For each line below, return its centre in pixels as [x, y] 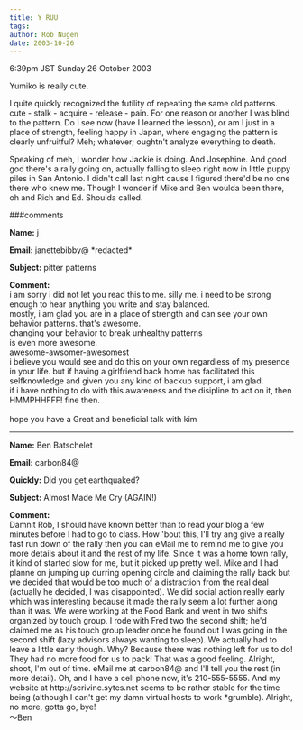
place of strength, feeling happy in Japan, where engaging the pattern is [143, 133]
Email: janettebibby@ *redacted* [71, 250]
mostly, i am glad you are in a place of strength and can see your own [138, 314]
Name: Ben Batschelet [51, 445]
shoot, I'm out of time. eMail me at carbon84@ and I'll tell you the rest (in [145, 669]
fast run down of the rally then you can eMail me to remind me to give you [147, 544]
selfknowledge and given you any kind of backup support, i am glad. [137, 381]
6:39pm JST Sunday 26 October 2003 [80, 69]
